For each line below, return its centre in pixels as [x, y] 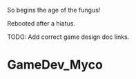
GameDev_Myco [55, 65]
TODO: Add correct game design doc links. [68, 37]
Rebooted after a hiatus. [41, 23]
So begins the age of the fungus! [54, 10]
